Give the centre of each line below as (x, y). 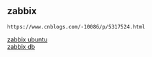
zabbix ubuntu (27, 39)
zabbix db (21, 46)
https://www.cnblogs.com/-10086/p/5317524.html (76, 26)
